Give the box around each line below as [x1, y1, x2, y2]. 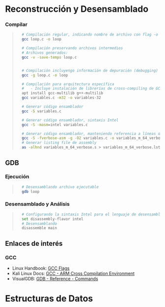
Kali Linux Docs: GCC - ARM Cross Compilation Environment [12, 271, 135, 276]
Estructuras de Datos [5, 293, 93, 304]
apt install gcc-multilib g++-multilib [22, 91, 104, 96]
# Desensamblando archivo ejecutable [22, 184, 99, 189]
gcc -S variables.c [22, 108, 62, 114]
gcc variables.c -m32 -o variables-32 [22, 95, 101, 101]
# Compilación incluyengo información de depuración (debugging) [22, 68, 158, 73]
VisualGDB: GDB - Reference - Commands [12, 276, 98, 282]
